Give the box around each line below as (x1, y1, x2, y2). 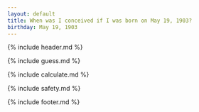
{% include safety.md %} (7, 84, 81, 93)
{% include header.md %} (7, 43, 83, 52)
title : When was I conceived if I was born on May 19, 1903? (7, 17, 193, 24)
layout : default (7, 10, 55, 18)
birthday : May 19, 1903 (7, 23, 78, 30)
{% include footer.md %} (7, 98, 80, 106)
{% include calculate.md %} (7, 70, 90, 79)
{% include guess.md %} (7, 57, 80, 65)
